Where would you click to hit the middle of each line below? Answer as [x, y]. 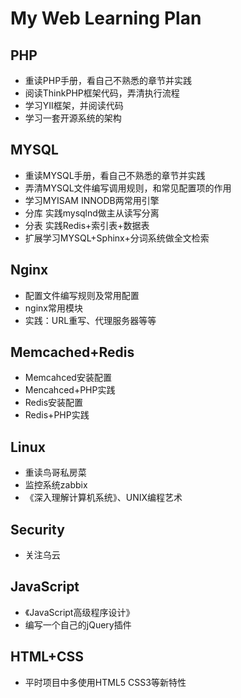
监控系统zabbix [56, 485]
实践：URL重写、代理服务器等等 [90, 320]
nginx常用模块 [53, 308]
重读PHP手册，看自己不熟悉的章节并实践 [108, 80]
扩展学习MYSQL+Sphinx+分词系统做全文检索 [117, 238]
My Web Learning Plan [106, 18]
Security [37, 529]
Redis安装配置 [54, 403]
